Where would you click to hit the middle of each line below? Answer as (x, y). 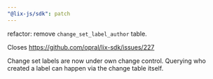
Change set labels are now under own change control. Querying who (107, 61)
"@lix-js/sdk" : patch (39, 14)
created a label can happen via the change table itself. (85, 68)
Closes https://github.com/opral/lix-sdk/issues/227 (81, 47)
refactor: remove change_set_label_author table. (77, 34)
